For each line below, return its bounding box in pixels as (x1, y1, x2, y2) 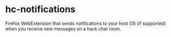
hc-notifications (5, 4, 76, 15)
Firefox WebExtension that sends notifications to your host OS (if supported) (5, 20, 166, 26)
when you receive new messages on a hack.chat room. (5, 25, 121, 31)
